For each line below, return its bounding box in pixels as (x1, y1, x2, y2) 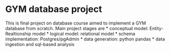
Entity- (149, 25, 164, 31)
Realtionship (5, 30, 32, 36)
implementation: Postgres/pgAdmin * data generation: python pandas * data (5, 36, 165, 42)
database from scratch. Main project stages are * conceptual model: (5, 25, 149, 31)
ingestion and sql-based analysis (5, 41, 75, 47)
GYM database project (5, 3, 102, 15)
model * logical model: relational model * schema (32, 30, 136, 36)
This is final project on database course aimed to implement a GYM (5, 20, 146, 26)
